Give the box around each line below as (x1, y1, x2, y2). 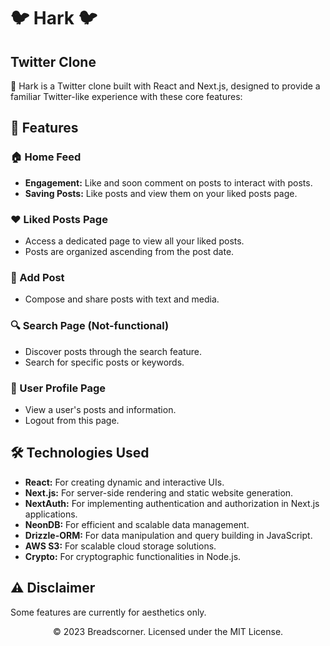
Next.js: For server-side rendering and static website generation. (24, 486, 294, 499)
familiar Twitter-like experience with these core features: (10, 91, 243, 102)
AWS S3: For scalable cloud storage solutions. (24, 540, 217, 552)
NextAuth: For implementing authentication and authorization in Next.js (24, 497, 320, 509)
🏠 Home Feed (10, 150, 82, 164)
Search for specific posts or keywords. (24, 356, 185, 368)
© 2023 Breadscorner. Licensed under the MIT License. (52, 625, 284, 637)
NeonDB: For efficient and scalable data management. (24, 518, 250, 530)
